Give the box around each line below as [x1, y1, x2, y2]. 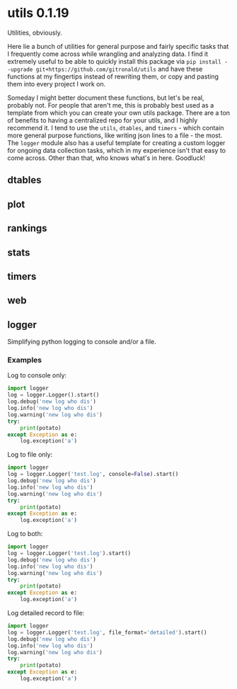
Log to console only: [7, 371, 67, 380]
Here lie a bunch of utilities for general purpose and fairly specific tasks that [7, 42, 229, 50]
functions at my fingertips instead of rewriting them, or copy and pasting [7, 72, 219, 81]
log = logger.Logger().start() [7, 392, 100, 399]
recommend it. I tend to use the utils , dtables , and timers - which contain [7, 123, 224, 132]
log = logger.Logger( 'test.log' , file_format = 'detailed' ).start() [7, 629, 207, 636]
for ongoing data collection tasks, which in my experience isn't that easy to [7, 146, 226, 154]
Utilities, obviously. [7, 28, 62, 37]
